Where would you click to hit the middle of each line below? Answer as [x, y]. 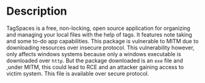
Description [37, 11]
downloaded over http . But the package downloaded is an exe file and [95, 60]
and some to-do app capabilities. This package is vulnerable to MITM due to [102, 41]
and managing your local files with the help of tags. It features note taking [99, 34]
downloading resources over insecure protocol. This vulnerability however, [100, 48]
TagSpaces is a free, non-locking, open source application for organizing [99, 28]
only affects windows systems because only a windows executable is [94, 54]
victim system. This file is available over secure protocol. [78, 73]
